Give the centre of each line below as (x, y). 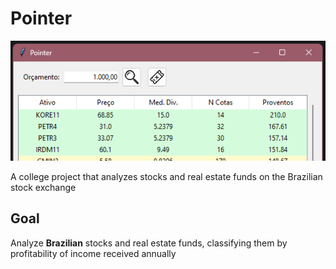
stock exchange (43, 187)
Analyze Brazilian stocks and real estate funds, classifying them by (149, 243)
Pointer (41, 18)
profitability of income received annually (93, 253)
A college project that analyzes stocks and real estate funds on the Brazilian (166, 176)
